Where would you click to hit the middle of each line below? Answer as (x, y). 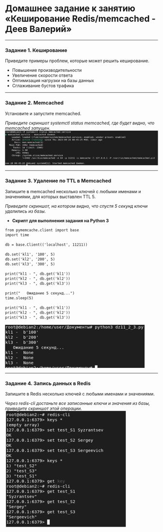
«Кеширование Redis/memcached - (81, 19)
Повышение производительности (47, 70)
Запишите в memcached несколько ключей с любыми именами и (73, 191)
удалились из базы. (25, 211)
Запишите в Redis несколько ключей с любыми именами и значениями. (80, 394)
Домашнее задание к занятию (70, 8)
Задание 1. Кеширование (36, 50)
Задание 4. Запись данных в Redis (48, 383)
